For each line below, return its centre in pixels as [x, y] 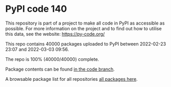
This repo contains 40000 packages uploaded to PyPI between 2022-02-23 [86, 43]
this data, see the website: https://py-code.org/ [55, 34]
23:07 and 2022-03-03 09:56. [37, 49]
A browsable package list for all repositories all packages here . [72, 79]
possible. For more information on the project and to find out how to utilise [84, 28]
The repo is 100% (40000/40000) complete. [52, 59]
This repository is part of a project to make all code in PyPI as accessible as [85, 23]
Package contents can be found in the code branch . [60, 69]
